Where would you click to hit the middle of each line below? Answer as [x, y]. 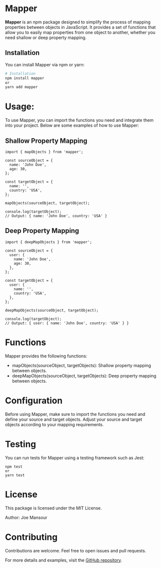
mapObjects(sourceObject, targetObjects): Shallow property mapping [81, 365]
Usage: [20, 107]
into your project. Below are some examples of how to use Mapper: [72, 125]
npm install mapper [25, 78]
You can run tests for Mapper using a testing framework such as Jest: [75, 458]
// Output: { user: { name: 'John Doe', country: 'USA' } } [67, 323]
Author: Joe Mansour [26, 517]
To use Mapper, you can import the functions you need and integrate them [79, 120]
